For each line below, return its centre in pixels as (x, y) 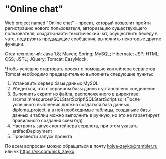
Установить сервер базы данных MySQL (55, 83)
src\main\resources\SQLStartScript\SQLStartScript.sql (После (76, 99)
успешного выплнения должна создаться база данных (71, 104)
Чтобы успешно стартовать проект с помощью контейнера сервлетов (80, 69)
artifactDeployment (32, 131)
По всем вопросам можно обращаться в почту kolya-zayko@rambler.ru (82, 146)
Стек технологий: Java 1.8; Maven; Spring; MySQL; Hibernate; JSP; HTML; (82, 54)
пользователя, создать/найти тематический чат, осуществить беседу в (82, 33)
